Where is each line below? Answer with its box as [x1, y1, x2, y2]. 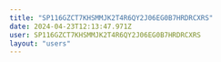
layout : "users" [9, 38, 71, 48]
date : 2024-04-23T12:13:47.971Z [9, 22, 132, 31]
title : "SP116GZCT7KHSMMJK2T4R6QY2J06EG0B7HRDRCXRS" [9, 13, 214, 23]
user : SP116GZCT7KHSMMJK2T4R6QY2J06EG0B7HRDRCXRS [9, 30, 202, 39]
